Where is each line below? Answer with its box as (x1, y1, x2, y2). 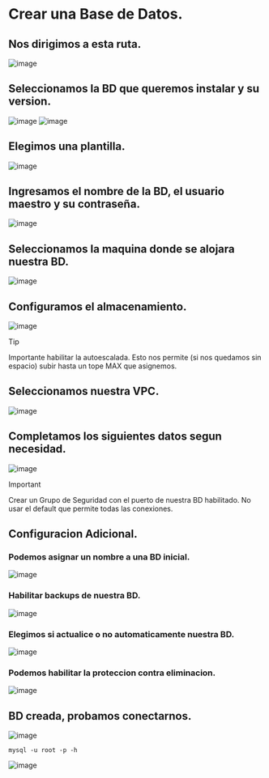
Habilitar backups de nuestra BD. (8, 590, 141, 602)
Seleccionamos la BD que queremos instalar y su (8, 82, 259, 96)
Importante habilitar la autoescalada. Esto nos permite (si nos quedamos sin (8, 353, 262, 363)
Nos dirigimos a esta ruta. (8, 37, 142, 51)
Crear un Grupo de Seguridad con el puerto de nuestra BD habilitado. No (8, 495, 251, 504)
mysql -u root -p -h (8, 746, 79, 755)
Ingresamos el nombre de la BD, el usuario (8, 185, 225, 198)
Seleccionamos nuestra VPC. (8, 385, 160, 398)
